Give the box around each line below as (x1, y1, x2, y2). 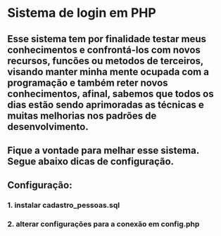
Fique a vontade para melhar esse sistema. (7, 144, 199, 156)
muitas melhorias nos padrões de (7, 110, 157, 122)
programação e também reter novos (7, 77, 168, 88)
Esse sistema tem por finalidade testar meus (7, 33, 206, 45)
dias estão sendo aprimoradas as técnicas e (7, 98, 204, 110)
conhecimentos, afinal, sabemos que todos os (7, 88, 214, 100)
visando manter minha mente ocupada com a (7, 65, 210, 78)
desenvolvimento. (7, 121, 89, 133)
